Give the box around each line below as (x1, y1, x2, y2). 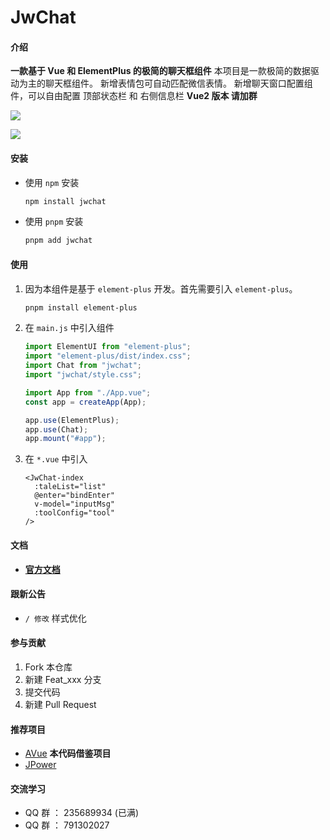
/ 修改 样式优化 (24, 612, 87, 624)
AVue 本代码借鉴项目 (24, 747, 112, 760)
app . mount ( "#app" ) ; (24, 434, 107, 444)
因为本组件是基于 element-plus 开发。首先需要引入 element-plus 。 (24, 282, 298, 295)
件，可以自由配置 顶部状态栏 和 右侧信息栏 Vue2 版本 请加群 (10, 90, 258, 102)
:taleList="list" (34, 482, 107, 492)
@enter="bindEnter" (34, 491, 115, 501)
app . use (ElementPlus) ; (24, 415, 120, 425)
